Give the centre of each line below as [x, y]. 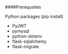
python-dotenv [27, 36]
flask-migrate [25, 46]
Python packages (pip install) [34, 16]
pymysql [21, 31]
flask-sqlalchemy [29, 41]
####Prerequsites [23, 7]
